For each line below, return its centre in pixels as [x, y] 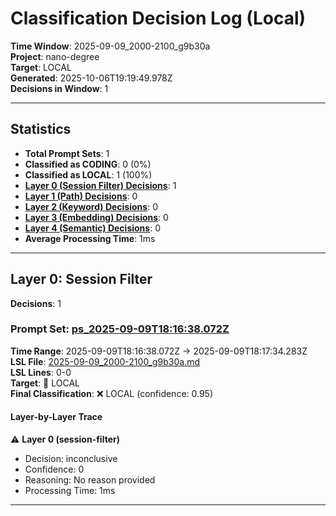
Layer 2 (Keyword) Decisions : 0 [91, 206]
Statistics [41, 129]
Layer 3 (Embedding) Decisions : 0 [96, 217]
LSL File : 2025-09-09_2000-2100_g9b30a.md [105, 361]
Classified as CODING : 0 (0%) [88, 164]
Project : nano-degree [55, 56]
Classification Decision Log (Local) [158, 18]
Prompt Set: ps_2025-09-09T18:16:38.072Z [120, 329]
